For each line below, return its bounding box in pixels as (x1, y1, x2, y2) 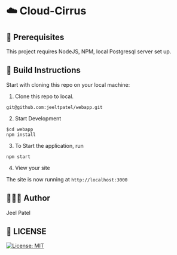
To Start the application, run (14, 142, 84, 149)
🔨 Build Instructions (6, 65, 81, 75)
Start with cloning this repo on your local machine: (6, 81, 130, 88)
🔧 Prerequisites (6, 32, 65, 42)
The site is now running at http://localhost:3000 (6, 175, 128, 183)
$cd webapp (6, 126, 33, 132)
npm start (6, 153, 31, 160)
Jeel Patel (6, 209, 31, 216)
